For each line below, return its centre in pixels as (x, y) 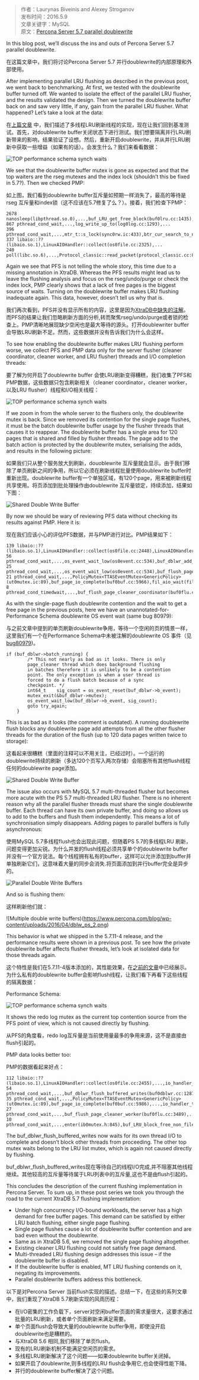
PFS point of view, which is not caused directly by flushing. (78, 1023)
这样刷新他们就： (27, 906)
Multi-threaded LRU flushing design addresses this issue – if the (93, 1254)
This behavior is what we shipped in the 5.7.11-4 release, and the (84, 936)
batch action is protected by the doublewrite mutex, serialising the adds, (94, 445)
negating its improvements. (48, 1273)
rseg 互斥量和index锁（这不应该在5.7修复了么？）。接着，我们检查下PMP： (97, 203)
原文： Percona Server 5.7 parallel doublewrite (77, 31)
